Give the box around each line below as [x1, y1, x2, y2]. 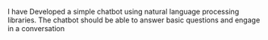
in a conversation [7, 24, 65, 33]
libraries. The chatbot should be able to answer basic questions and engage [7, 15, 261, 25]
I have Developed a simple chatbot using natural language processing [7, 7, 240, 16]
